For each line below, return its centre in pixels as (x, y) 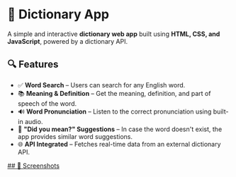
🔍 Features (33, 65)
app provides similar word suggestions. (75, 136)
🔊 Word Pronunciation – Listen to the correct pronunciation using (114, 111)
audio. (34, 121)
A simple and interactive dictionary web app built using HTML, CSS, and (114, 34)
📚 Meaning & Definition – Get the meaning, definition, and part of (114, 93)
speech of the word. (47, 103)
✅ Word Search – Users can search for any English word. (101, 85)
